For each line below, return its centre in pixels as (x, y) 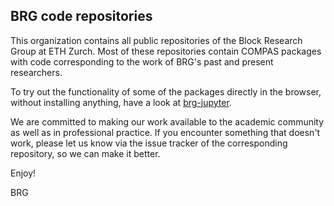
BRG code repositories (81, 16)
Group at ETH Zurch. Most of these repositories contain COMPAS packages (166, 51)
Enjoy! (23, 173)
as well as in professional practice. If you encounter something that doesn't (165, 132)
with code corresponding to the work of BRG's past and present (142, 61)
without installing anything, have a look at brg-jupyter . (121, 102)
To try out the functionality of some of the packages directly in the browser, (166, 91)
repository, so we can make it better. (85, 153)
